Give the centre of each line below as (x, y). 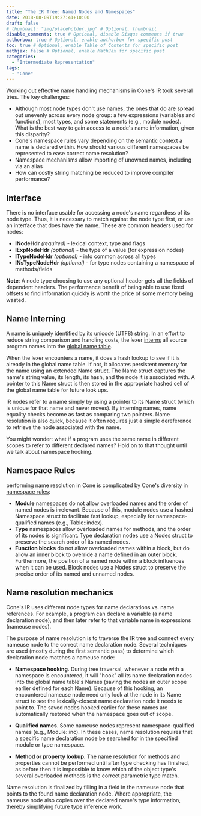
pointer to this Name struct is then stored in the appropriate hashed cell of (98, 383)
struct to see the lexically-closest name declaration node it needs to (99, 701)
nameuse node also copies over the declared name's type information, (94, 800)
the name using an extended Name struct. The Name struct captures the (96, 371)
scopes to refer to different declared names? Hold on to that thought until (97, 445)
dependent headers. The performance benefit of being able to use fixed (95, 287)
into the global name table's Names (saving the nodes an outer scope (101, 682)
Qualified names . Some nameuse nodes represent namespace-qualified (104, 725)
